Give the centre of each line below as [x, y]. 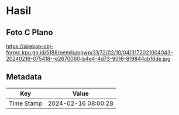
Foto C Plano [30, 32]
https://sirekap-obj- [30, 46]
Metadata [24, 77]
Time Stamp [26, 103]
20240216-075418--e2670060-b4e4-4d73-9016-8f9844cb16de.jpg [88, 59]
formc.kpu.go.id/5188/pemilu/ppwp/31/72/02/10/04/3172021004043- [89, 53]
